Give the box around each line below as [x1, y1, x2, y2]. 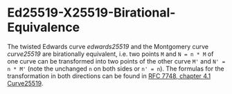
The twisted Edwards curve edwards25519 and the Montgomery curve [7, 42, 209, 50]
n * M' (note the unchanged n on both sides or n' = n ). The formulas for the [7, 64, 224, 73]
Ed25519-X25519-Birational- [7, 5, 176, 21]
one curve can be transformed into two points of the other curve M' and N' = [7, 57, 226, 65]
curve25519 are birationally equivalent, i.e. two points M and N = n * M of [7, 50, 214, 58]
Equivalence [7, 19, 80, 35]
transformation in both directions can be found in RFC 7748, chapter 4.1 [7, 71, 211, 80]
